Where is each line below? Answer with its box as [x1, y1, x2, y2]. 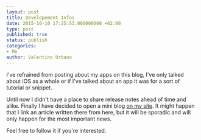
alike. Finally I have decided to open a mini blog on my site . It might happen [6, 102, 195, 110]
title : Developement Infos [6, 15, 75, 21]
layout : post [6, 9, 40, 15]
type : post [6, 26, 34, 32]
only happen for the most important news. [6, 115, 111, 122]
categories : [6, 43, 37, 49]
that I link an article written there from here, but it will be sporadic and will [6, 108, 191, 116]
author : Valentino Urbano [6, 54, 72, 60]
